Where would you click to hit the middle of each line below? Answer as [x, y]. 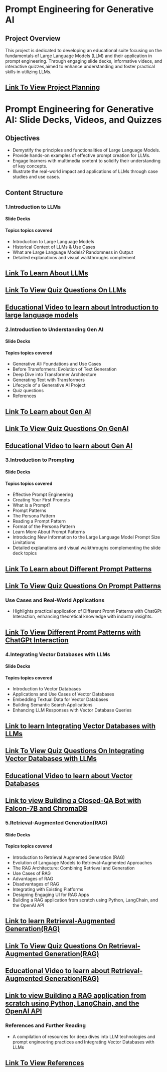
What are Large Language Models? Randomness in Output [73, 252]
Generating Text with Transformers [49, 380]
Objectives [23, 138]
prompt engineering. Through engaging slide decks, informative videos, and [84, 61]
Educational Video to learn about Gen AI [69, 445]
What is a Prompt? [31, 505]
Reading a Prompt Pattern [39, 521]
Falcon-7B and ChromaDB [46, 809]
